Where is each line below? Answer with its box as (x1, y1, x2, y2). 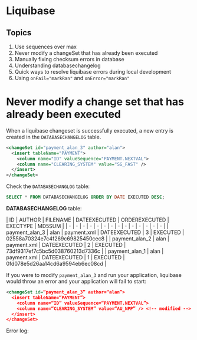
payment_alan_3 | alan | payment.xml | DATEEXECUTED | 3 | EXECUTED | (6, 229, 185, 236)
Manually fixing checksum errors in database (14, 56, 125, 62)
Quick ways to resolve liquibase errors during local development (14, 68, 172, 75)
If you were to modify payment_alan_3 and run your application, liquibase (6, 272, 182, 279)
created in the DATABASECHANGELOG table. (6, 133, 101, 140)
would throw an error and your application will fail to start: (6, 278, 146, 285)
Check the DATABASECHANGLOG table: (6, 183, 90, 190)
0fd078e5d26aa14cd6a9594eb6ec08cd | (6, 260, 107, 268)
